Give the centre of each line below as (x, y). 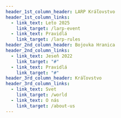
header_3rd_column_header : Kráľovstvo (54, 78)
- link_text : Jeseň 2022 (42, 56)
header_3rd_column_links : (38, 84)
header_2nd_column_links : (38, 51)
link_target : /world (42, 95)
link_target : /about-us (46, 106)
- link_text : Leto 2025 (40, 23)
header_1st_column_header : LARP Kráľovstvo (61, 12)
